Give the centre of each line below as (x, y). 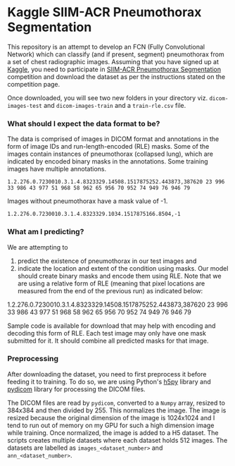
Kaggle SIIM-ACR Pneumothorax (104, 12)
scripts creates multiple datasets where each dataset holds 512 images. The (118, 440)
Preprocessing (33, 359)
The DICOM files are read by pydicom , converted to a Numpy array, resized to (116, 403)
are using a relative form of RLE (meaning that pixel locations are (111, 283)
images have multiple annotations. (57, 169)
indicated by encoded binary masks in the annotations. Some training (108, 161)
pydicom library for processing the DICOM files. (76, 389)
